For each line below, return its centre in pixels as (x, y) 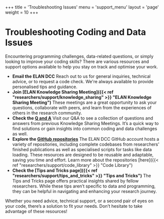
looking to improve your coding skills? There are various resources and (77, 62)
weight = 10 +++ (22, 12)
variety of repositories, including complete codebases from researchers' (86, 144)
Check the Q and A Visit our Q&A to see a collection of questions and (83, 118)
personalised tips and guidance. (45, 87)
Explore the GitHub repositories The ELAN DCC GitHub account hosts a (85, 139)
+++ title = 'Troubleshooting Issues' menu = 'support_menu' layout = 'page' (82, 7)
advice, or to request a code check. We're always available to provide (83, 81)
